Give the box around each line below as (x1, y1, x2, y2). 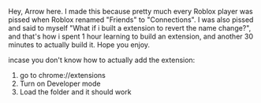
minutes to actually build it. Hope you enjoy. (8, 40, 151, 50)
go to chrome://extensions (19, 71, 106, 79)
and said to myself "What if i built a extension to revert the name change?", (8, 24, 252, 32)
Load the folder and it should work (19, 87, 132, 97)
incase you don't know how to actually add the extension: (8, 55, 196, 64)
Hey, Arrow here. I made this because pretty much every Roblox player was (8, 7, 254, 16)
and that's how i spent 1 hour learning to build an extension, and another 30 (8, 31, 254, 41)
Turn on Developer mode (19, 79, 101, 88)
